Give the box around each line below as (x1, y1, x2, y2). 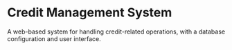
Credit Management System (7, 5, 172, 21)
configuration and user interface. (7, 34, 102, 42)
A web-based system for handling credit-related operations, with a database (7, 27, 226, 36)
